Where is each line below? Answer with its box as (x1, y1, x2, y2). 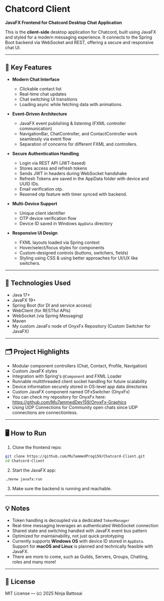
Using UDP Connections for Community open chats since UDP (12, 405, 138, 410)
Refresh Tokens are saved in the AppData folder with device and (19, 175, 149, 181)
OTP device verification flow (19, 215, 77, 221)
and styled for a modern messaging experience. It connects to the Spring (5, 34, 152, 40)
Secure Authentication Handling (12, 150, 79, 156)
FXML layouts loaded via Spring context (19, 239, 100, 245)
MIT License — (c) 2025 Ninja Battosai (5, 590, 83, 597)
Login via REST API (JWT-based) (19, 160, 86, 166)
